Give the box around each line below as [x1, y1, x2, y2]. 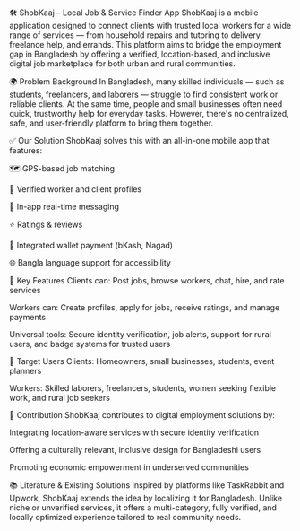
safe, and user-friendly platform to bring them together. [9, 118, 214, 128]
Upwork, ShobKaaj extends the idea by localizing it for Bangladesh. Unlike [9, 492, 283, 503]
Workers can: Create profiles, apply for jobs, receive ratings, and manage [9, 302, 280, 312]
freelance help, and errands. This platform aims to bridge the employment [9, 39, 282, 49]
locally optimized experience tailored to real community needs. [9, 512, 242, 522]
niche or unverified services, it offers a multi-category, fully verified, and [9, 502, 278, 513]
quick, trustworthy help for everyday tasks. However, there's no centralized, [9, 109, 289, 118]
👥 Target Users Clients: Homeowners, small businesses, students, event [9, 356, 275, 366]
